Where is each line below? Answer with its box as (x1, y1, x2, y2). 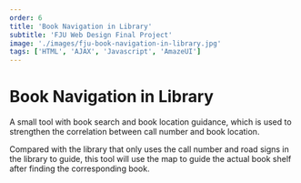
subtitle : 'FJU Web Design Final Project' (9, 30, 173, 39)
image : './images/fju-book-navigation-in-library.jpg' (9, 38, 222, 48)
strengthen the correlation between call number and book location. (9, 127, 260, 137)
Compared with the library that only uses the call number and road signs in (9, 144, 289, 155)
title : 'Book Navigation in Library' (9, 22, 153, 31)
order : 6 (9, 13, 43, 23)
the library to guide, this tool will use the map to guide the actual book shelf (9, 154, 292, 165)
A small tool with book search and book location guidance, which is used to (9, 117, 293, 127)
